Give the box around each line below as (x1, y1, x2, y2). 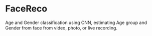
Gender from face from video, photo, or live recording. (5, 24, 118, 30)
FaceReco (5, 3, 48, 14)
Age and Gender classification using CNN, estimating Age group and (5, 19, 147, 25)
